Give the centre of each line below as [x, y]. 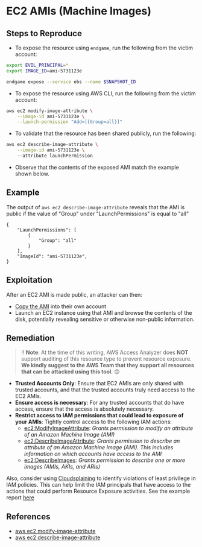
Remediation [31, 338]
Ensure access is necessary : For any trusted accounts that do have [99, 403]
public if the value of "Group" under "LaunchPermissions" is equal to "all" [97, 213]
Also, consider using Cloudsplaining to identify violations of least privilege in [101, 478]
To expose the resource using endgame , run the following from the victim [104, 48]
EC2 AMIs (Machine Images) [79, 11]
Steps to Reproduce [44, 33]
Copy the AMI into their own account [61, 306]
